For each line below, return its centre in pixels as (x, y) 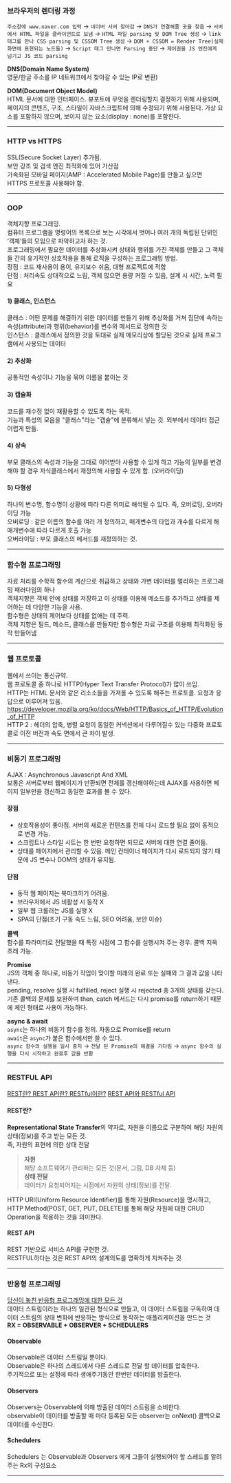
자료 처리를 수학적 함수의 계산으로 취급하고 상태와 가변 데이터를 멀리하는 (103, 581)
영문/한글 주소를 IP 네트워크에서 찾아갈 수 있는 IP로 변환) (82, 77)
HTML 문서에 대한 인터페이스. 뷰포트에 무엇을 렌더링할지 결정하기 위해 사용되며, (114, 99)
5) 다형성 (19, 488)
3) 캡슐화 (20, 394)
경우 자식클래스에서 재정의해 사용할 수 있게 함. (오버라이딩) (106, 470)
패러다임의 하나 (34, 590)
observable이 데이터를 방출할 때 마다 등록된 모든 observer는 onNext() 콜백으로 (114, 1415)
